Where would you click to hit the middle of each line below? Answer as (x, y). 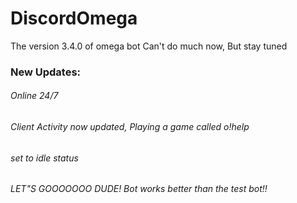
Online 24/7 (34, 96)
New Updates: (46, 72)
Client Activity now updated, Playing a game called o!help (130, 127)
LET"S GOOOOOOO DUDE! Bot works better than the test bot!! (139, 189)
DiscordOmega (74, 18)
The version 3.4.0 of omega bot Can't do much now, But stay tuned (149, 46)
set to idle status (44, 158)
